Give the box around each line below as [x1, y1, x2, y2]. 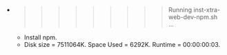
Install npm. [23, 33, 57, 41]
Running [168, 6, 193, 14]
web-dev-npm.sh [168, 13, 218, 21]
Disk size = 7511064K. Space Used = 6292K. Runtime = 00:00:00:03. [23, 41, 221, 48]
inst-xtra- [193, 6, 221, 14]
